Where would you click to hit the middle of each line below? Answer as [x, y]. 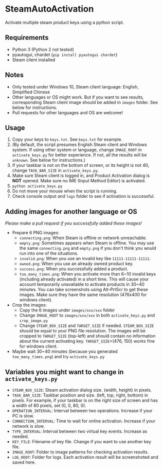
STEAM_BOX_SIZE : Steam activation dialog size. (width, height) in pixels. [82, 390]
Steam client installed [34, 60]
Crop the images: [29, 305]
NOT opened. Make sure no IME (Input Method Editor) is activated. [79, 181]
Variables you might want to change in [64, 372]
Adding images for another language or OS [71, 212]
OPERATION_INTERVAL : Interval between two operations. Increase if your [82, 411]
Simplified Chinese [31, 92]
